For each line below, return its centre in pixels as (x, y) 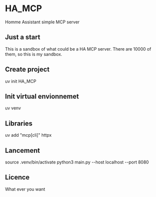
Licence (17, 177)
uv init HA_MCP (21, 81)
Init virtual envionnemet (42, 96)
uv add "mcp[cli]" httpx (28, 135)
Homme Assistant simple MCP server (42, 22)
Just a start (23, 37)
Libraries (19, 123)
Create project (27, 69)
